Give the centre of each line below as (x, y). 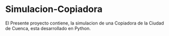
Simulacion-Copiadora (54, 9)
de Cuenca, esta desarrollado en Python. (48, 28)
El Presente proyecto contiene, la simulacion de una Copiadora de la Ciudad (84, 23)
